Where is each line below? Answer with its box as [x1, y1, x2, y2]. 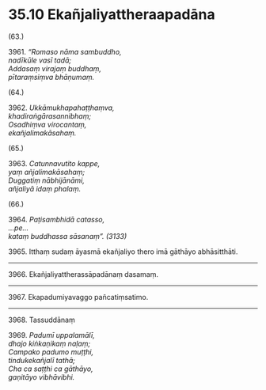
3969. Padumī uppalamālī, [8, 330, 95, 339]
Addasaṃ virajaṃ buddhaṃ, [8, 63, 101, 73]
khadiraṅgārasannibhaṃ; [8, 111, 92, 120]
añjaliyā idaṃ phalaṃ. [8, 184, 82, 193]
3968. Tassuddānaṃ [8, 315, 75, 324]
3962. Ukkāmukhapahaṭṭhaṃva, [8, 103, 115, 112]
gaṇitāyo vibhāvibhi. [8, 372, 75, 381]
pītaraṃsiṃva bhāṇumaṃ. [8, 72, 95, 81]
